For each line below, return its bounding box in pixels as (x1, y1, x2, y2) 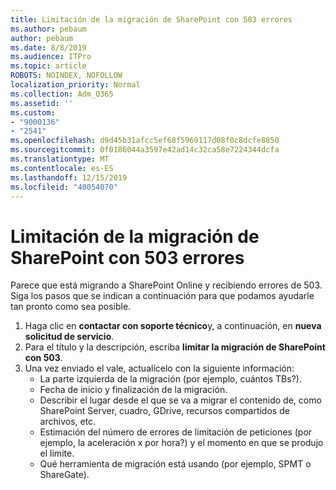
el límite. (39, 447, 75, 460)
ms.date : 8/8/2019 (10, 42, 87, 53)
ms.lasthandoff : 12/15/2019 (10, 172, 128, 183)
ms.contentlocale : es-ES (10, 163, 114, 173)
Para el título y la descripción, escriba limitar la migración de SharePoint (24, 341, 326, 353)
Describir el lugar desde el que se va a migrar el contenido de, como (39, 394, 322, 406)
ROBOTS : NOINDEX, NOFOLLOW (10, 71, 123, 81)
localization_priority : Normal (10, 80, 141, 90)
